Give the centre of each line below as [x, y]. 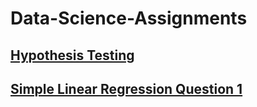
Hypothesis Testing [72, 55]
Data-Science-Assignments [129, 18]
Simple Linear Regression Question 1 [126, 88]
